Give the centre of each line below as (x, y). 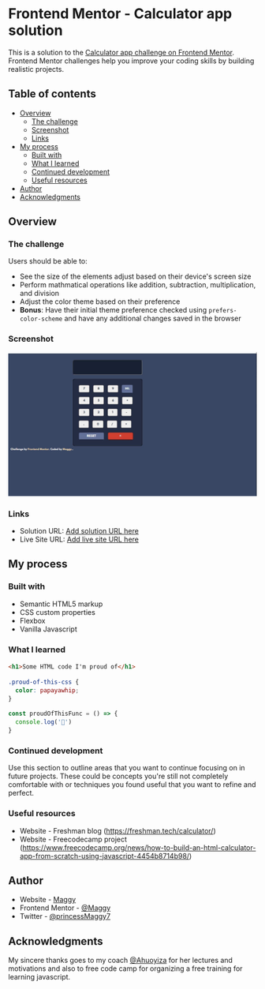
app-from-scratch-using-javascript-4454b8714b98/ (105, 856)
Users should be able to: (48, 261)
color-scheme (41, 319)
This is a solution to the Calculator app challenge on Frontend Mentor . (121, 52)
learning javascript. (39, 977)
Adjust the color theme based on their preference (100, 302)
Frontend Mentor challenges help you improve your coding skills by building (131, 61)
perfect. (21, 793)
